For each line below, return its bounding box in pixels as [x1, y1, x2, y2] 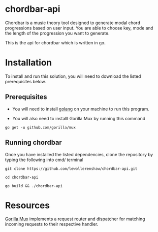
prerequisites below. [5, 78, 46, 84]
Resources [5, 199, 50, 211]
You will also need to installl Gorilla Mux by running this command [12, 115, 146, 121]
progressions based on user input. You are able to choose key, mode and [5, 25, 154, 31]
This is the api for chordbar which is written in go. [5, 39, 106, 45]
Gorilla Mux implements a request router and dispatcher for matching [5, 216, 145, 222]
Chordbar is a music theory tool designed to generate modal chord [5, 20, 140, 26]
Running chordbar [5, 138, 62, 147]
